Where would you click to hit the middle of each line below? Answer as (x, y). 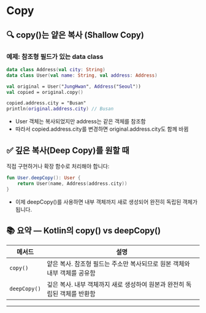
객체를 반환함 (78, 294)
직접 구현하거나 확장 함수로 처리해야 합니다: (58, 166)
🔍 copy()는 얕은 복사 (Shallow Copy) (75, 35)
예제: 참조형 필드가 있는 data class (55, 56)
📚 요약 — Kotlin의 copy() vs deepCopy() (84, 230)
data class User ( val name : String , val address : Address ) (82, 75)
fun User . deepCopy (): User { (44, 178)
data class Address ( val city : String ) (56, 69)
